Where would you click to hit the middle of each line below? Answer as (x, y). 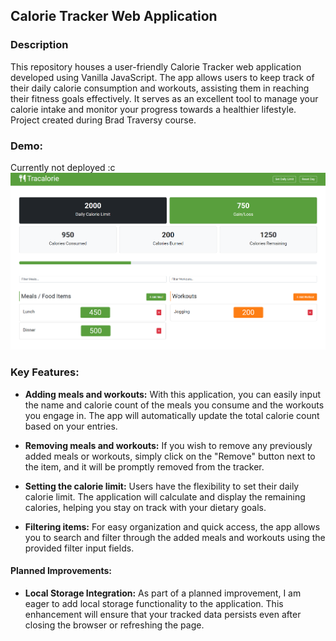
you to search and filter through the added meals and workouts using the (175, 537)
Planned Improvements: (61, 571)
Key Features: (45, 372)
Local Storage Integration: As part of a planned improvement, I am (163, 593)
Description (39, 45)
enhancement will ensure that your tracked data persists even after (163, 614)
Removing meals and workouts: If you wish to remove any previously (168, 445)
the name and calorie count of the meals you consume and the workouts (174, 405)
